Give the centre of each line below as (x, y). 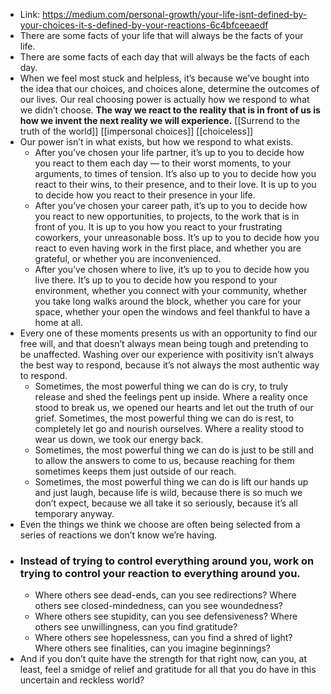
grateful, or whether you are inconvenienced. (128, 258)
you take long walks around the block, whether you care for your (168, 301)
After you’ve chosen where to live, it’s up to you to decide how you (172, 269)
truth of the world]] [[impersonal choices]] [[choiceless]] (136, 131)
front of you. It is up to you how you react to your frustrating (158, 227)
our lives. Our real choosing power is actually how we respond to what (164, 99)
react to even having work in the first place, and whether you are (168, 248)
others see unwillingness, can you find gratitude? (136, 627)
